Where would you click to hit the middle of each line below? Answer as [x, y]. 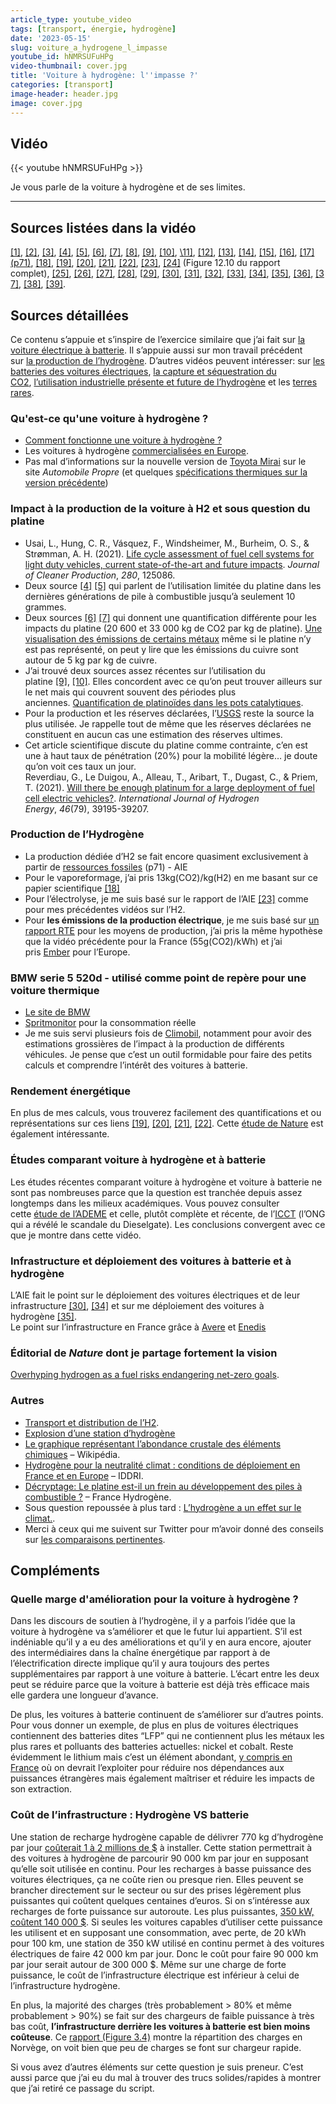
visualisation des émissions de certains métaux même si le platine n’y [168, 638]
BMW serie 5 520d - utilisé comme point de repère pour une [158, 978]
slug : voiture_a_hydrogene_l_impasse [89, 47]
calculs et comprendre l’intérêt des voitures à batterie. [136, 1065]
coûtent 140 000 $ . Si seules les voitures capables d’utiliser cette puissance [166, 1922]
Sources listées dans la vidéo [103, 227]
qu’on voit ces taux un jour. [80, 766]
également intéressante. [60, 1134]
